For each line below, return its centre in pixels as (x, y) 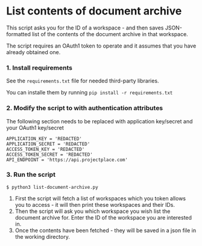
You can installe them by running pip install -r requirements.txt (90, 93)
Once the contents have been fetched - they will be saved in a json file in (106, 230)
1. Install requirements (39, 67)
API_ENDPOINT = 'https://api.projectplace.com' (67, 160)
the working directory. (43, 236)
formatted (19, 34)
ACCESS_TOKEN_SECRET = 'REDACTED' (50, 155)
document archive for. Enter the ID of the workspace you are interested (103, 217)
